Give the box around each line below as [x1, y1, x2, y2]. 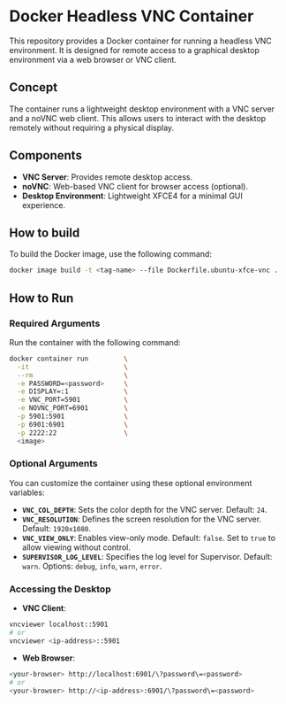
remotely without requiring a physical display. [9, 122, 175, 133]
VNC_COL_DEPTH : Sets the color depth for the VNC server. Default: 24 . [21, 504, 267, 514]
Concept [9, 80, 58, 95]
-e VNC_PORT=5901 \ [17, 396, 128, 405]
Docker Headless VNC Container [9, 6, 254, 27]
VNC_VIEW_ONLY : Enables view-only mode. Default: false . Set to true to [21, 532, 276, 543]
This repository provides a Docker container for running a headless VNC [9, 35, 272, 46]
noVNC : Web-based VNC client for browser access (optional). [21, 181, 249, 191]
